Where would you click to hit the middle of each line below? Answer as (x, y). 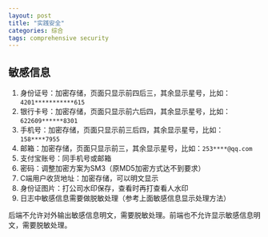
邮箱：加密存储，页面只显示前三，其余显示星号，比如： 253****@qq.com (136, 148)
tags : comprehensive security (59, 38)
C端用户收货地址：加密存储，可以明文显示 (89, 178)
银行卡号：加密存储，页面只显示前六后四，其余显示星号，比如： (125, 112)
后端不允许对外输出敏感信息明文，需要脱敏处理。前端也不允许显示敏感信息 (131, 215)
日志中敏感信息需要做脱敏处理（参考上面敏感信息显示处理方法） (125, 198)
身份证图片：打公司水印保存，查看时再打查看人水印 (104, 188)
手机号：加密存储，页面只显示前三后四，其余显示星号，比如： (122, 130)
